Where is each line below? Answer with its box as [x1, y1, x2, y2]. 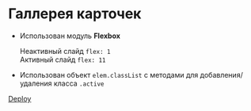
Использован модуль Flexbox [19, 31, 121, 40]
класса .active [53, 78, 105, 88]
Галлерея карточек [8, 5, 142, 23]
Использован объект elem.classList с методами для [19, 70, 199, 79]
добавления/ [200, 70, 243, 79]
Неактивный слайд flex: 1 [19, 46, 111, 55]
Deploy [8, 94, 32, 103]
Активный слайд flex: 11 [19, 55, 106, 64]
